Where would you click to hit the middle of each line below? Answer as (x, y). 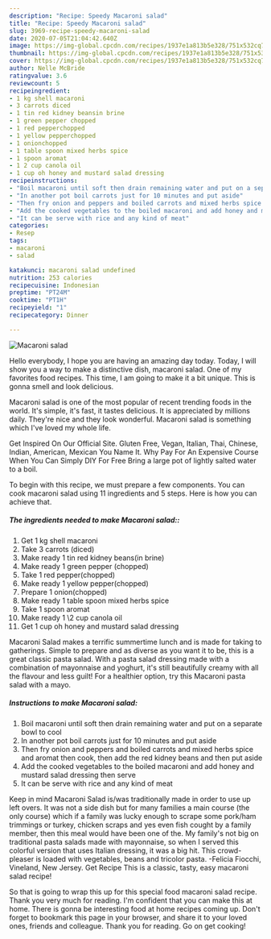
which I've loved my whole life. (60, 427)
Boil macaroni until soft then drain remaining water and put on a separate (142, 723)
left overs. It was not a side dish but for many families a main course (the (129, 808)
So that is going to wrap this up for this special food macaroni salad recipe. (133, 891)
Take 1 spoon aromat (55, 609)
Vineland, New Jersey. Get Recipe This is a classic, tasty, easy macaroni (129, 867)
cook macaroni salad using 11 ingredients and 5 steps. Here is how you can (133, 493)
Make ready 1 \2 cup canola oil (72, 617)
